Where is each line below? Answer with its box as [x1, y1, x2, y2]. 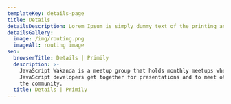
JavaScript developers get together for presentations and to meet [19, 73, 217, 81]
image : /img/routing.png [13, 36, 85, 42]
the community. [19, 80, 63, 87]
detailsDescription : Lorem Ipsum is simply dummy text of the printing [7, 23, 217, 29]
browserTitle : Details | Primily [13, 55, 109, 62]
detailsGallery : [7, 29, 54, 36]
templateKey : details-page [7, 10, 85, 17]
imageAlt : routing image [13, 42, 85, 49]
